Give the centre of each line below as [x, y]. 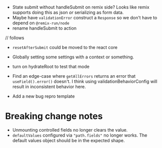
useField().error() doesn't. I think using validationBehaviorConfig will [85, 81]
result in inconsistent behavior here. [49, 87]
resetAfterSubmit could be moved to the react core [65, 47]
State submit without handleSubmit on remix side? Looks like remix [81, 7]
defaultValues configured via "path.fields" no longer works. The [80, 135]
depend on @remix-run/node [41, 23]
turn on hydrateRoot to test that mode [51, 67]
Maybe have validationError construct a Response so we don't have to [85, 18]
